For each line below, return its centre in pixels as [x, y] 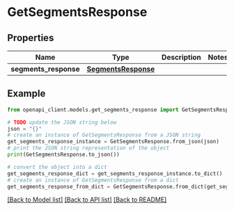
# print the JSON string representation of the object [88, 148]
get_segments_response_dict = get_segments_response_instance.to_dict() [115, 173]
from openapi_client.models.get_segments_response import [93, 110]
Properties [31, 38]
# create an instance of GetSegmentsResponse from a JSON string [104, 135]
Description [181, 57]
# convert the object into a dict [57, 167]
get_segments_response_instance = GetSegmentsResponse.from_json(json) [113, 142]
